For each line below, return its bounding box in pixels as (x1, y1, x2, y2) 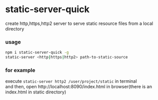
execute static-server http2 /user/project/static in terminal (5, 78, 137, 84)
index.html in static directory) (5, 89, 67, 95)
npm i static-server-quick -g (5, 50, 69, 55)
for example (5, 66, 35, 74)
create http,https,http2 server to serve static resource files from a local (5, 20, 153, 26)
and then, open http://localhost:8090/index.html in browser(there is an (5, 84, 152, 90)
